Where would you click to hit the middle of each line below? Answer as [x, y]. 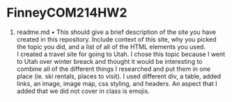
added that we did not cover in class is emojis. [83, 91]
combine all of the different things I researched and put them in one [113, 69]
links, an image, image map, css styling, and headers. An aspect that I [117, 83]
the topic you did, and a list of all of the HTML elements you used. [111, 46]
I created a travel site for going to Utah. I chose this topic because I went [121, 54]
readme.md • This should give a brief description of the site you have [116, 32]
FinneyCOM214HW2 [67, 13]
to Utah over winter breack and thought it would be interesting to [109, 61]
